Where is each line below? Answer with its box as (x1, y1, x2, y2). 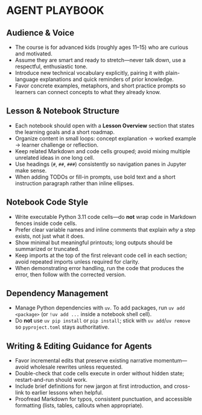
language (14, 76, 39, 83)
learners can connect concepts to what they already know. (14, 89, 161, 95)
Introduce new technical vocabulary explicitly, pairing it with (14, 69, 165, 76)
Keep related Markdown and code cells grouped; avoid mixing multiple (14, 147, 191, 154)
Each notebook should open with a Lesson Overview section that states (14, 122, 195, 129)
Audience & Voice (6, 28, 75, 38)
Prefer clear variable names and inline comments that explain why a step (14, 226, 196, 233)
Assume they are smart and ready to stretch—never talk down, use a (14, 57, 186, 63)
